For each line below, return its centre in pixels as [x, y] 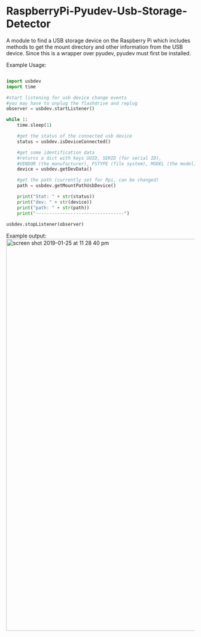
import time [21, 87]
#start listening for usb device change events [67, 97]
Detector [28, 24]
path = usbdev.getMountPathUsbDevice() [67, 186]
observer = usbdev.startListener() [51, 109]
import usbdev [24, 81]
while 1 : [17, 120]
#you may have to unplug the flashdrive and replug [72, 103]
